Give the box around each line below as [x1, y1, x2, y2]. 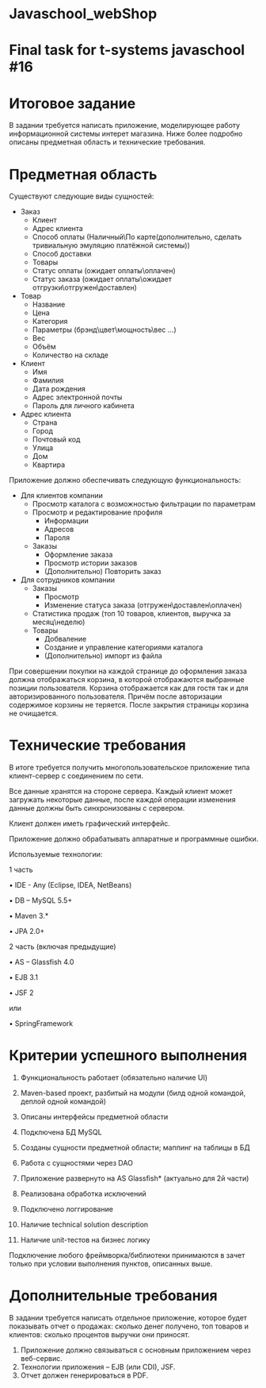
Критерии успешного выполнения [9, 1047, 248, 1065]
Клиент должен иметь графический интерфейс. [9, 819, 171, 828]
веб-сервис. [20, 1354, 63, 1363]
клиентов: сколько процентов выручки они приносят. [9, 1330, 190, 1340]
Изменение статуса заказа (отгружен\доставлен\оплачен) [44, 600, 242, 610]
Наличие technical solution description [20, 1220, 149, 1229]
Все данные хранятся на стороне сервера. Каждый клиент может [9, 787, 233, 796]
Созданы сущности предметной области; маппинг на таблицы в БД [20, 1143, 250, 1152]
